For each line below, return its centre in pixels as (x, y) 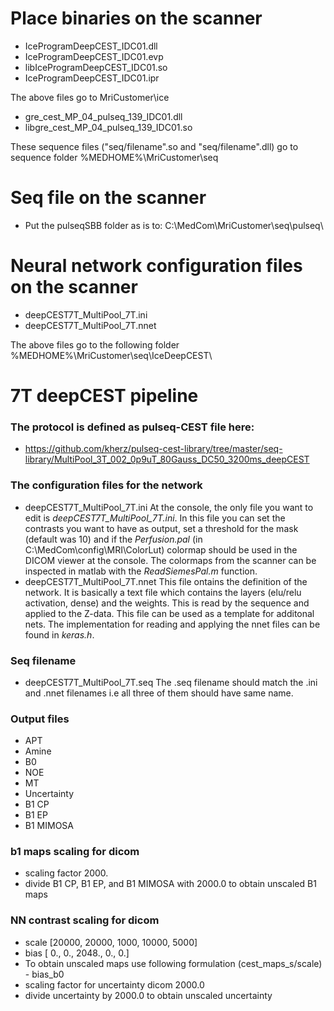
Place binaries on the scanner (136, 18)
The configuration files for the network (106, 485)
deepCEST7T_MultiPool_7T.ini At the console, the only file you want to (169, 507)
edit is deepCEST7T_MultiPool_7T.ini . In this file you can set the (155, 518)
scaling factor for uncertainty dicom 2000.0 (114, 984)
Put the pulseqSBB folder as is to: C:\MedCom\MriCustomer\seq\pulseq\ (174, 225)
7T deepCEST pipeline (104, 396)
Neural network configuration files (156, 266)
